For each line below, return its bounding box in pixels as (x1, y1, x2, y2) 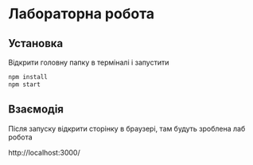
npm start (8, 81, 41, 88)
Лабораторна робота (8, 5, 155, 23)
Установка (8, 37, 64, 50)
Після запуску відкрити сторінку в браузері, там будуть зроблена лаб (8, 124, 246, 133)
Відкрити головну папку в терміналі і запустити (8, 57, 169, 67)
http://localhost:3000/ (8, 147, 81, 157)
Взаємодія (8, 103, 64, 116)
